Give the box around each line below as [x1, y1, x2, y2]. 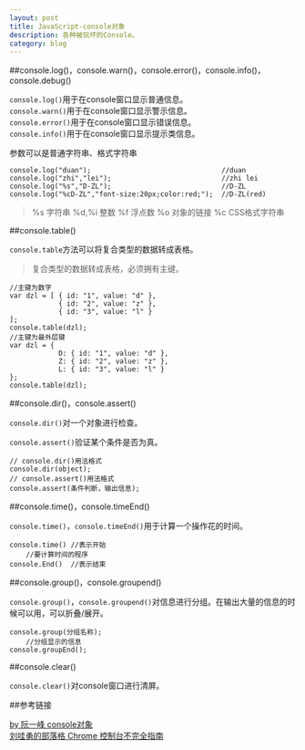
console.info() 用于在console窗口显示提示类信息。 [9, 129, 200, 140]
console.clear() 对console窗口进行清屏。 [9, 681, 165, 692]
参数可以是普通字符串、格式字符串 [9, 148, 137, 159]
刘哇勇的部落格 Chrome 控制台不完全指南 [9, 731, 164, 742]
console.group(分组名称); [9, 628, 103, 637]
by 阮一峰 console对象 [9, 719, 94, 730]
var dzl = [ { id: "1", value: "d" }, [9, 291, 157, 301]
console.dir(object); [9, 464, 92, 474]
